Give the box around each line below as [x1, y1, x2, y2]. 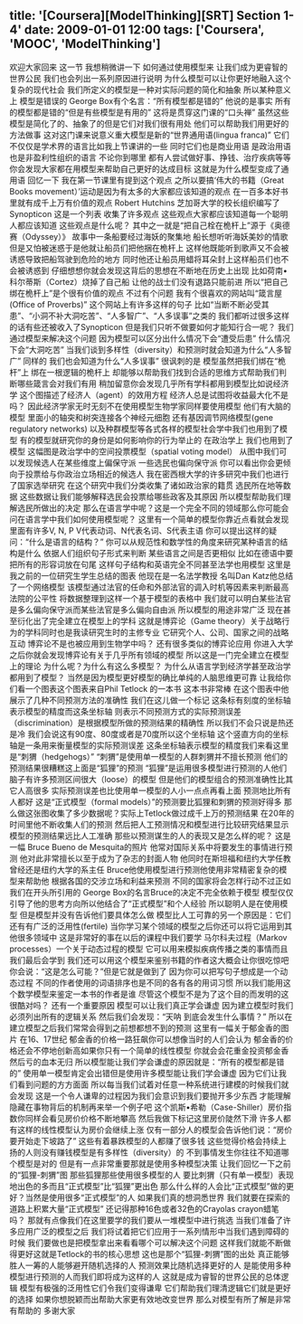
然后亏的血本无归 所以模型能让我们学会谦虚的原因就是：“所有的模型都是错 [9, 1056, 285, 1067]
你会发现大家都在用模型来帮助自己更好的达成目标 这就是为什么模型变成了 [9, 163, 281, 174]
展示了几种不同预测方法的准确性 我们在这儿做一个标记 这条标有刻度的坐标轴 [9, 695, 291, 705]
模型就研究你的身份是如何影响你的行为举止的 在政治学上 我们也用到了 [34, 434, 294, 445]
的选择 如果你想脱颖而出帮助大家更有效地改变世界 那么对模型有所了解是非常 [9, 1293, 291, 1304]
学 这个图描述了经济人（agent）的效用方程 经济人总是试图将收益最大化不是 [9, 389, 289, 400]
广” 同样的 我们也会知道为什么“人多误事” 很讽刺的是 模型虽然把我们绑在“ [9, 355, 279, 366]
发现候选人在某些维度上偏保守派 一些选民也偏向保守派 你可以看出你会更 [16, 457, 283, 468]
